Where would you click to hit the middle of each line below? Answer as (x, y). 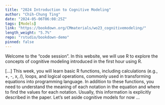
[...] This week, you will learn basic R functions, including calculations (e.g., (82, 71)
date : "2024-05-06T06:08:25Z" (36, 19)
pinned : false (20, 42)
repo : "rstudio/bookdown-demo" (37, 38)
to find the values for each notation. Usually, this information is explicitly (78, 92)
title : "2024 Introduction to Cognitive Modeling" (58, 10)
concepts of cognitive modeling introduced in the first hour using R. (74, 61)
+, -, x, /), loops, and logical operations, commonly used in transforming (78, 76)
